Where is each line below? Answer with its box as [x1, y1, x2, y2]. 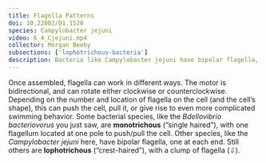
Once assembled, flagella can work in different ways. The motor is [8, 77, 226, 87]
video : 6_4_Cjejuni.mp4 [8, 33, 88, 42]
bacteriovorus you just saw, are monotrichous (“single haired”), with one [8, 120, 249, 130]
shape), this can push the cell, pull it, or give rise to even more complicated [8, 103, 256, 112]
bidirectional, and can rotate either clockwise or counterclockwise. [8, 86, 228, 95]
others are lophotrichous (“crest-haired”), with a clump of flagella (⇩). [8, 145, 240, 155]
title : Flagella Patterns [8, 11, 94, 20]
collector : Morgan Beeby [8, 41, 91, 49]
